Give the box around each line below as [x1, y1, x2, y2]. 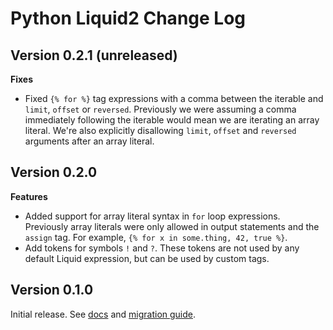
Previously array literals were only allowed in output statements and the [24, 220, 320, 232]
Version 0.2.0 [10, 164, 98, 181]
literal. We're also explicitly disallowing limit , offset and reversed [24, 125, 297, 136]
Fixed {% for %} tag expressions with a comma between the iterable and [24, 93, 324, 104]
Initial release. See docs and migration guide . [10, 308, 197, 320]
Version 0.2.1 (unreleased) [10, 47, 178, 64]
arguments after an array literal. [24, 135, 155, 147]
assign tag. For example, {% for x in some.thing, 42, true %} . [24, 231, 288, 243]
